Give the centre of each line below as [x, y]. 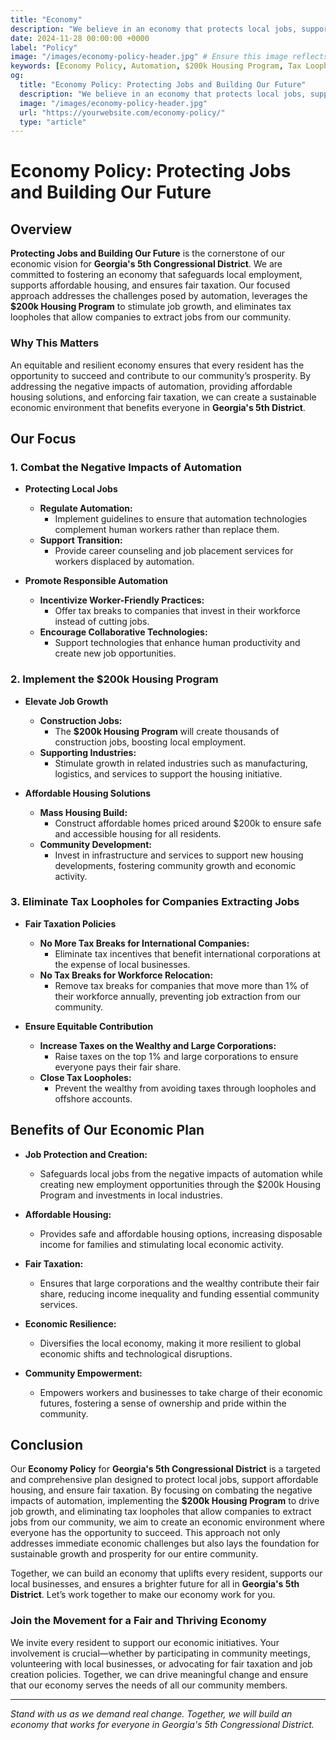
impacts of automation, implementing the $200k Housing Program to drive [165, 1501]
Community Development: [96, 844]
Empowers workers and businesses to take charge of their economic [181, 1392]
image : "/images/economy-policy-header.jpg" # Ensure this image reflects [169, 57]
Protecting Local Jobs [71, 489]
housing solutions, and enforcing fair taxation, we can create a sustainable [163, 397]
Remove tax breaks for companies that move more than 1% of [182, 985]
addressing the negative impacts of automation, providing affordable [151, 386]
